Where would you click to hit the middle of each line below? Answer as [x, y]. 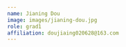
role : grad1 [24, 26]
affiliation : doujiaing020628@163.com [63, 33]
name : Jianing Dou [34, 13]
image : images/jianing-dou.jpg [52, 20]
